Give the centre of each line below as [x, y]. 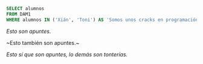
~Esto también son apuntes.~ [43, 42]
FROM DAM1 [19, 14]
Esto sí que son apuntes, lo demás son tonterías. [67, 54]
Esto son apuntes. [29, 31]
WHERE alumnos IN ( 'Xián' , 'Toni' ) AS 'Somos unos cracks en [85, 20]
